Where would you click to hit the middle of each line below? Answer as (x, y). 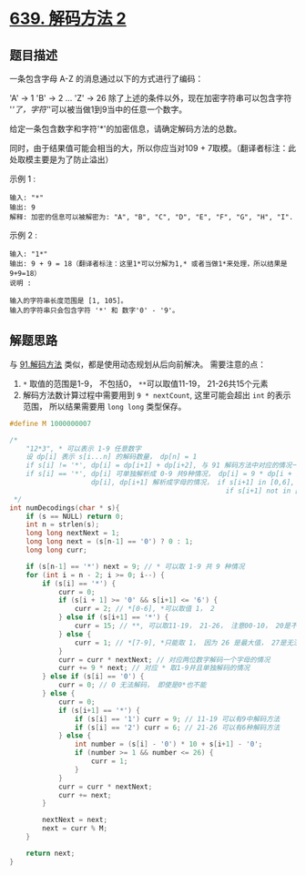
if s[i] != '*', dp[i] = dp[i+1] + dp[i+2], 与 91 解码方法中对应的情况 (159, 465)
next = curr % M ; (75, 829)
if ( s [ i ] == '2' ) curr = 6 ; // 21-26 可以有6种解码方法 (177, 727)
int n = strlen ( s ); (63, 524)
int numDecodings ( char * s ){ (65, 508)
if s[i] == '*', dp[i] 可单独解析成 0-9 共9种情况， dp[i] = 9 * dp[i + (159, 474)
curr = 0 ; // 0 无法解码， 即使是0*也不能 (132, 685)
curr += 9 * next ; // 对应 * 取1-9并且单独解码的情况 (154, 668)
